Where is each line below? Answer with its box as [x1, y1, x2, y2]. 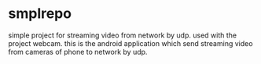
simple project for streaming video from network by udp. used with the [8, 30, 237, 40]
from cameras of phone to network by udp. [8, 47, 148, 56]
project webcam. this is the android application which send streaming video [8, 38, 253, 48]
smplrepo [8, 5, 72, 23]
